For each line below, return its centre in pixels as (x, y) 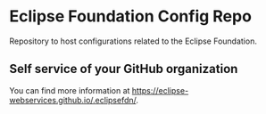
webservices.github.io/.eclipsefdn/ (73, 100)
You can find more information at (70, 90)
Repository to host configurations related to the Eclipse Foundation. (133, 41)
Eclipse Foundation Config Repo (131, 16)
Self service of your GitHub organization (124, 69)
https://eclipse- (160, 90)
